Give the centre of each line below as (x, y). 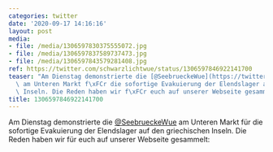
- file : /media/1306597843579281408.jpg (78, 62)
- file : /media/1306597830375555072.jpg (78, 46)
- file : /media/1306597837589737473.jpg (78, 54)
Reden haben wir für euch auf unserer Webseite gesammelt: (109, 140)
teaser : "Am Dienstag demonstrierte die (78, 76)
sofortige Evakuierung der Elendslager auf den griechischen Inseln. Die (128, 131)
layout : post (30, 31)
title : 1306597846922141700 (56, 99)
